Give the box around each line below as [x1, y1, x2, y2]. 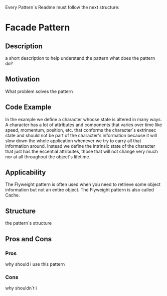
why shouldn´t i [5, 285, 37, 291]
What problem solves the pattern [5, 88, 73, 94]
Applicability [5, 168, 46, 177]
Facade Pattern [5, 22, 70, 33]
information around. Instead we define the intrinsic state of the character [5, 143, 155, 149]
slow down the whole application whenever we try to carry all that [5, 138, 141, 144]
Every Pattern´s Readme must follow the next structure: [5, 5, 120, 10]
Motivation [5, 75, 40, 83]
